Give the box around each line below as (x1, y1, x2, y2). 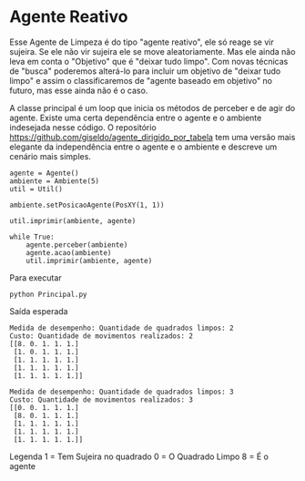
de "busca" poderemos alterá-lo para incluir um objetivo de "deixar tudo (9, 66, 281, 77)
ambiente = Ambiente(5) (9, 176, 100, 186)
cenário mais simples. (9, 150, 91, 161)
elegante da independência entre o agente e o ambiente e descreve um (9, 141, 278, 152)
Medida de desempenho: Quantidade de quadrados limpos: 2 (9, 323, 234, 333)
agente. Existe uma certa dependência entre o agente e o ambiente (9, 112, 262, 123)
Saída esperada (9, 305, 68, 316)
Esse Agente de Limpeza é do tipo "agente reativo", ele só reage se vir (9, 36, 275, 47)
